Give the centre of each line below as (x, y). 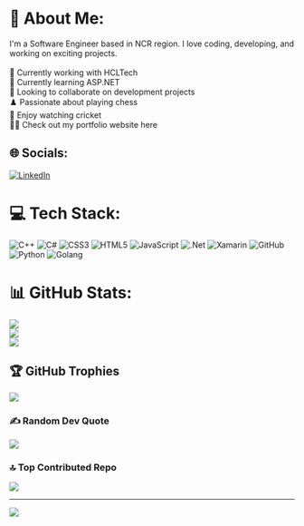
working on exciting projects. (63, 53)
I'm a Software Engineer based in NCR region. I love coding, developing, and (152, 44)
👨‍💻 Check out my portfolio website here (84, 124)
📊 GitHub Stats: (71, 292)
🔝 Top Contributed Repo (63, 467)
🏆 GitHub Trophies (65, 371)
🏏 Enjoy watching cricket (56, 115)
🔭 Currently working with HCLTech (74, 73)
